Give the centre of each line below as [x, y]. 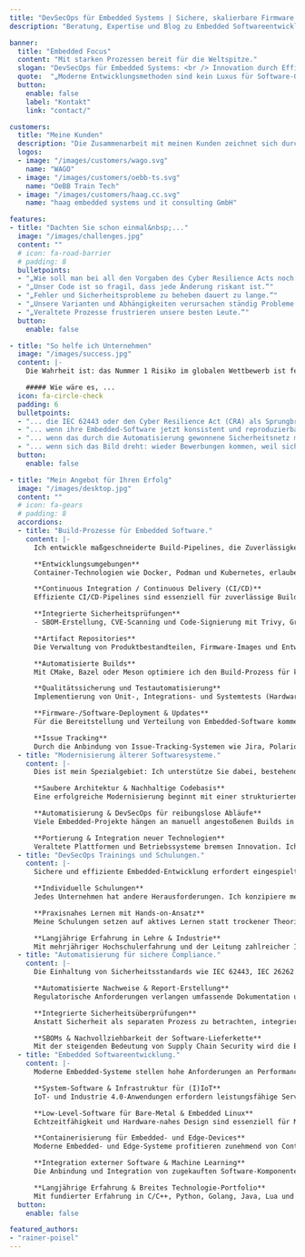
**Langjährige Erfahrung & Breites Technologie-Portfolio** [149, 1188]
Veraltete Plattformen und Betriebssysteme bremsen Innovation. [157, 847]
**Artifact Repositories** [84, 639]
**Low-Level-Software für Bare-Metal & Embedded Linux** [143, 1113]
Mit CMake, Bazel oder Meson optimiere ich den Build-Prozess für [162, 672]
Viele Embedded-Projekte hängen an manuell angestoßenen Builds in [164, 821]
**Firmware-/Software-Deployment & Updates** [121, 714]
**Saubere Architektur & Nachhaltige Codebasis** [129, 789]
